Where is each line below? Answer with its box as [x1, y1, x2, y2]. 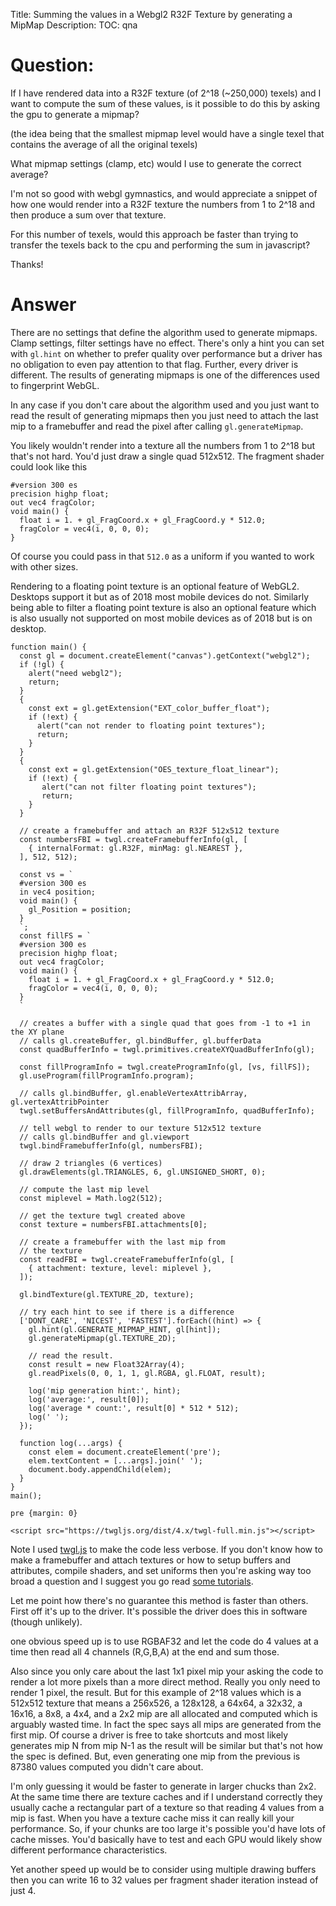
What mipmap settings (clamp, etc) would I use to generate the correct [10, 157, 302, 169]
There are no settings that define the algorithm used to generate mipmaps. [10, 326, 318, 338]
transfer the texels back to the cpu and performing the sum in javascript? [10, 239, 311, 251]
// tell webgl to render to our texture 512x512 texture [19, 1123, 262, 1133]
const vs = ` [19, 869, 74, 879]
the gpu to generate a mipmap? [10, 108, 140, 120]
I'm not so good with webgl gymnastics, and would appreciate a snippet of [10, 187, 318, 199]
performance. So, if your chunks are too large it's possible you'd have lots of [10, 1822, 326, 1834]
